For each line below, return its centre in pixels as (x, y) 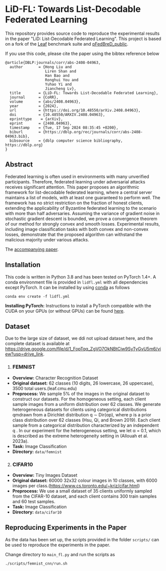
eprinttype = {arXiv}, (36, 119)
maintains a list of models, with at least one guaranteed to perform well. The (83, 197)
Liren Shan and (61, 71)
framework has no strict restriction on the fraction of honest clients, (74, 203)
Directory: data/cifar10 (37, 512)
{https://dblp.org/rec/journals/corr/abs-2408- (93, 132)
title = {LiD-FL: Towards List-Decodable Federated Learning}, (84, 93)
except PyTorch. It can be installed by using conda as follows (67, 287)
